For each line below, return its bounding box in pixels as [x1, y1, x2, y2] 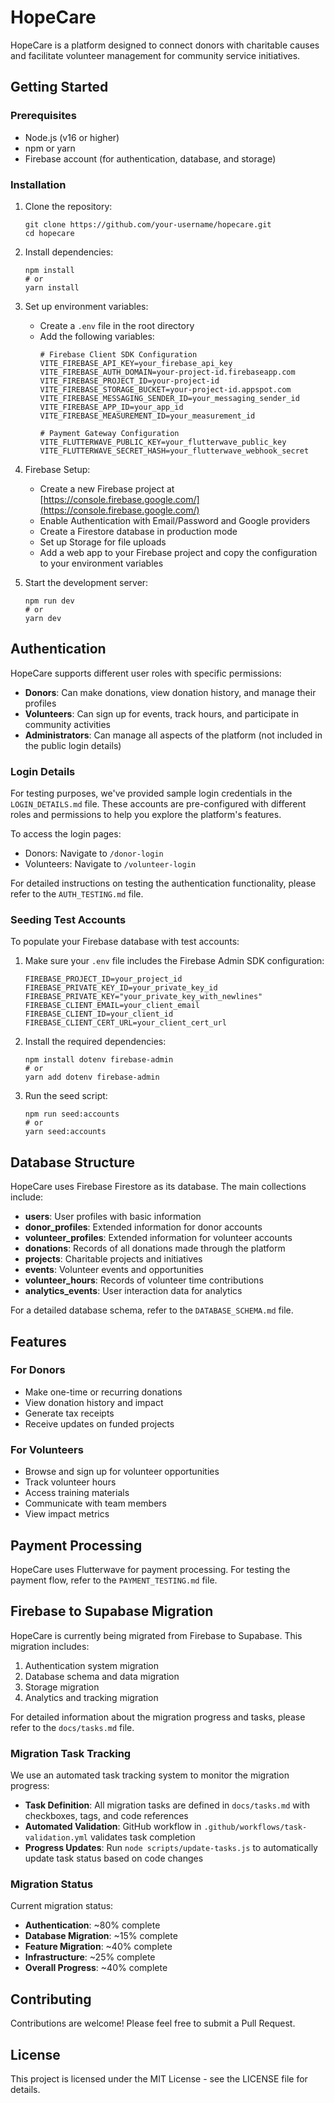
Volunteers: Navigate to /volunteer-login [24, 858, 197, 870]
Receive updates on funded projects [24, 1417, 175, 1430]
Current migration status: [10, 1900, 114, 1912]
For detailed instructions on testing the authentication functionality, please [10, 877, 317, 890]
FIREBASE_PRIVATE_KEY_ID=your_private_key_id [24, 983, 218, 993]
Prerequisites [10, 109, 77, 123]
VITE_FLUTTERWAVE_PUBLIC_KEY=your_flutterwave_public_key [39, 437, 287, 447]
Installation [10, 177, 67, 191]
